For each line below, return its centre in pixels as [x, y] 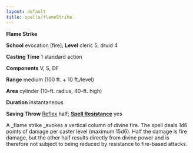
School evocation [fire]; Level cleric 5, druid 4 [62, 45]
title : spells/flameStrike [39, 17]
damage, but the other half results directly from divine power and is [88, 137]
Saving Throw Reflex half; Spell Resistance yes [64, 114]
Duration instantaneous [35, 102]
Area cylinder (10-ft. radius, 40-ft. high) [54, 91]
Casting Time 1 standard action [44, 56]
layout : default [26, 11]
